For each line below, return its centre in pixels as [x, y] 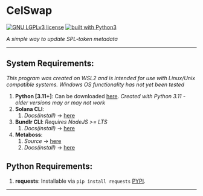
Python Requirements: [50, 166]
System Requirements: [50, 64]
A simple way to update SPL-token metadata [62, 39]
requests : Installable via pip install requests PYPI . [80, 181]
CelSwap [29, 11]
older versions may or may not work [60, 103]
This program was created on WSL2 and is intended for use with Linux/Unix [101, 78]
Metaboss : [29, 134]
